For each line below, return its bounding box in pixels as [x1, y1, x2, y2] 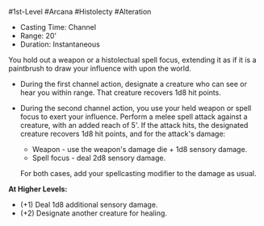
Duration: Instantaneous [19, 39, 101, 49]
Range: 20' [19, 31, 57, 40]
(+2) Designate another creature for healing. [19, 208, 168, 218]
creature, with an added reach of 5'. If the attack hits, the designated [19, 121, 249, 129]
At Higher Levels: [8, 184, 68, 194]
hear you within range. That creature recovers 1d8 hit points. [19, 88, 222, 97]
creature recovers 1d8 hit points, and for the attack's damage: [19, 129, 226, 138]
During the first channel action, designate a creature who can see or [19, 80, 248, 88]
